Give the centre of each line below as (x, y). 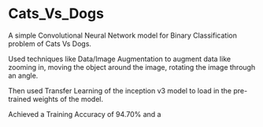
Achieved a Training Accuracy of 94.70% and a (85, 114)
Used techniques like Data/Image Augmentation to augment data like (119, 59)
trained (20, 99)
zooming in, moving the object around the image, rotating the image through (132, 67)
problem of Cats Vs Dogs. (50, 43)
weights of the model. (68, 99)
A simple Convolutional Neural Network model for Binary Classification (123, 35)
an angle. (23, 75)
